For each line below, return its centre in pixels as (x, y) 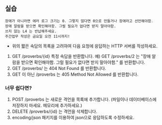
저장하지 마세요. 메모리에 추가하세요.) (47, 106)
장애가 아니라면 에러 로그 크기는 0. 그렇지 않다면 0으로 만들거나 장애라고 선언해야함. (79, 21)
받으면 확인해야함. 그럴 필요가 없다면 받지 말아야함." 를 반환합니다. (83, 62)
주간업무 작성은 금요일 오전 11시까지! (37, 36)
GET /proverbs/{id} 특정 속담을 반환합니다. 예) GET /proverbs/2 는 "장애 (81, 56)
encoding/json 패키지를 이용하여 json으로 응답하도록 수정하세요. (73, 118)
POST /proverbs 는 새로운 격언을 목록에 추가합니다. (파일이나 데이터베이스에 (84, 99)
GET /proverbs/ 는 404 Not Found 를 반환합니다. (59, 68)
